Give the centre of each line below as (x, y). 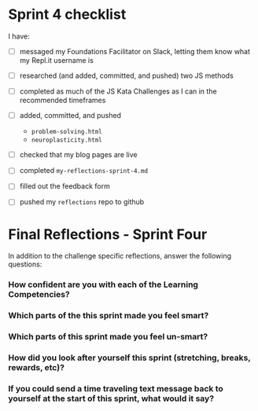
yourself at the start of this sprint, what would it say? (111, 398)
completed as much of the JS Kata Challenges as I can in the (118, 91)
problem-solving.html (66, 132)
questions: (25, 264)
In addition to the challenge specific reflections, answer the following (120, 256)
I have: (19, 36)
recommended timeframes (63, 101)
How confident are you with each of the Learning (103, 284)
